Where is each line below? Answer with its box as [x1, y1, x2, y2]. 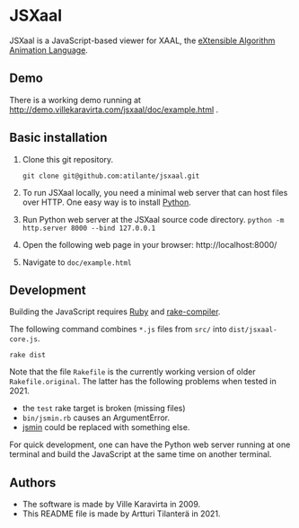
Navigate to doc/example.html [22, 257, 132, 268]
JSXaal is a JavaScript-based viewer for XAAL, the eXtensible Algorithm [9, 35, 276, 46]
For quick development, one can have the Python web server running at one [9, 439, 291, 450]
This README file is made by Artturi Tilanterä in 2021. [22, 508, 221, 519]
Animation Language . [9, 44, 88, 55]
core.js [9, 335, 39, 344]
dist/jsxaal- [228, 325, 277, 335]
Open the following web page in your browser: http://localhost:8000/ [22, 239, 277, 250]
